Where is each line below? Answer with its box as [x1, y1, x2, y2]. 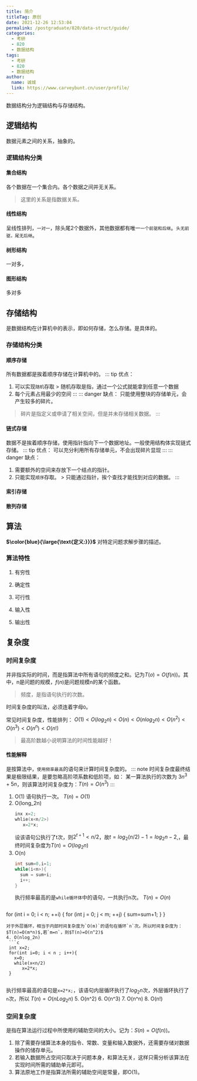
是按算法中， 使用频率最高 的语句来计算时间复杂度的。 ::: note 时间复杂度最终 [6, 765, 186, 772]
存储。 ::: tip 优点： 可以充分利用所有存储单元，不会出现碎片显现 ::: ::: [6, 446, 173, 453]
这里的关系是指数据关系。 [20, 196, 83, 203]
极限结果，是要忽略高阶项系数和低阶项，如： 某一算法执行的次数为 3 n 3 [16, 772, 188, 780]
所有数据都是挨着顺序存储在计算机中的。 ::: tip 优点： [6, 371, 134, 378]
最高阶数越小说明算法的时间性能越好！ [20, 736, 113, 743]
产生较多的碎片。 [14, 398, 56, 405]
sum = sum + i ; [20, 871, 52, 878]
